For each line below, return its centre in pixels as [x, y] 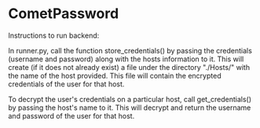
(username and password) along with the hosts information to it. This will [126, 59]
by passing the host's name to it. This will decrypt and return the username [130, 108]
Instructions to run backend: [54, 35]
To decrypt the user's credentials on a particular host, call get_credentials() [130, 99]
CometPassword [64, 14]
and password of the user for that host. [71, 115]
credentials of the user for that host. [66, 84]
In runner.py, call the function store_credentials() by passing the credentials [130, 50]
